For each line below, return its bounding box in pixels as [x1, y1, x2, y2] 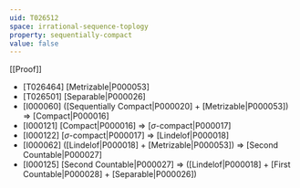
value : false [9, 38, 59, 48]
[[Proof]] [9, 64, 43, 75]
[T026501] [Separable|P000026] [22, 91, 146, 102]
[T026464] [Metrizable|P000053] [22, 81, 150, 92]
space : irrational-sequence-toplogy [9, 22, 149, 31]
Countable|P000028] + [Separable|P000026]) [22, 169, 198, 180]
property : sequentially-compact [9, 30, 132, 39]
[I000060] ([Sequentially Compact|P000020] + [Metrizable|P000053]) [22, 101, 289, 112]
